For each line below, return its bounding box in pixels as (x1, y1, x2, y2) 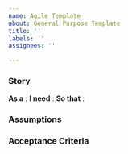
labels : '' (8, 34, 45, 43)
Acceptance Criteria (8, 135, 89, 147)
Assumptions (8, 114, 62, 125)
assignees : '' (8, 42, 56, 50)
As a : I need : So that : (8, 94, 85, 103)
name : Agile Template (8, 11, 81, 20)
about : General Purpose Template (8, 19, 121, 27)
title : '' (8, 27, 42, 35)
